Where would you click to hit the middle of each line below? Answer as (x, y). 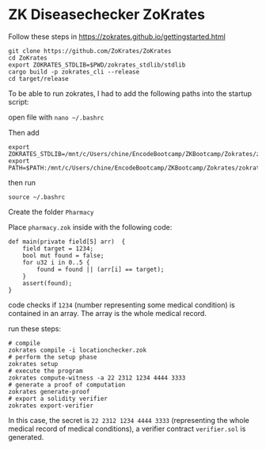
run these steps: (35, 328)
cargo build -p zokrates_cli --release (74, 72)
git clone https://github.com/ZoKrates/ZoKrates (90, 51)
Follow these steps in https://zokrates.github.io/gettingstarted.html (117, 36)
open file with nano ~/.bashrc (56, 117)
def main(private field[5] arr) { (67, 242)
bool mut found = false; (63, 255)
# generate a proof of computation (67, 385)
